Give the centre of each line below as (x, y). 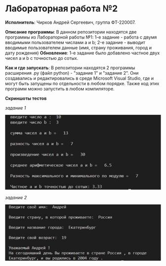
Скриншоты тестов (26, 98)
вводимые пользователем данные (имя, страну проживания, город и (79, 47)
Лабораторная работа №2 (62, 9)
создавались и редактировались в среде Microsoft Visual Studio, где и (80, 78)
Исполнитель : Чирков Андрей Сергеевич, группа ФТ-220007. (70, 22)
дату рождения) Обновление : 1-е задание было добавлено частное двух (83, 53)
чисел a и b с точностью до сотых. (42, 58)
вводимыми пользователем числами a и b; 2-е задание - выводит (75, 42)
